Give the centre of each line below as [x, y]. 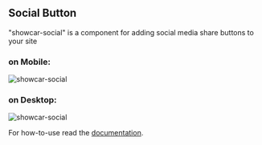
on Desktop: [33, 100]
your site [23, 41]
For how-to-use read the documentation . [76, 133]
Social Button [43, 13]
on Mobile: [29, 62]
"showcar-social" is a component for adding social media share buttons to [131, 32]
